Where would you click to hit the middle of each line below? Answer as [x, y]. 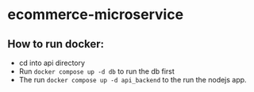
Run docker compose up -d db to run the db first [97, 71]
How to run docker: [56, 44]
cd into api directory [52, 63]
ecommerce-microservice [96, 15]
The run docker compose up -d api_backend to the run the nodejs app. [133, 80]
